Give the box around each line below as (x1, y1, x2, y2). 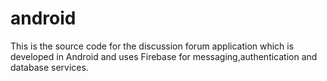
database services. (10, 61, 89, 73)
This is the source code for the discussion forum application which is (10, 40, 295, 52)
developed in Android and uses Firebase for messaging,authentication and (10, 50, 318, 62)
